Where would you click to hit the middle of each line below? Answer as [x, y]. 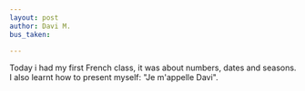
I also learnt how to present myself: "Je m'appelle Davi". [114, 77]
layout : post [34, 18]
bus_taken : [30, 34]
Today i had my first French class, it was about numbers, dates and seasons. [153, 68]
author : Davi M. [40, 26]
